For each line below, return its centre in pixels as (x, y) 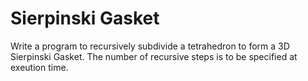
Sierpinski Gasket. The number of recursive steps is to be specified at (154, 56)
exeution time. (39, 67)
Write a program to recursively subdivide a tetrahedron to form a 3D (150, 46)
